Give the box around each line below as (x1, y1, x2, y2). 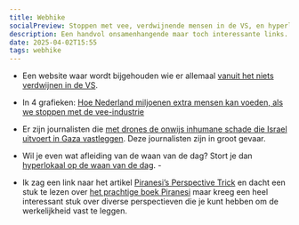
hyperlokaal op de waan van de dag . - (21, 160, 162, 171)
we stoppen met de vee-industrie (21, 107, 145, 117)
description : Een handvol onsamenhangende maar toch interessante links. (9, 29, 289, 38)
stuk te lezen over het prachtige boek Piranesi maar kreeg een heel (21, 187, 269, 197)
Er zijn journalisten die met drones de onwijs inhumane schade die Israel (21, 124, 287, 134)
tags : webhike (9, 46, 62, 55)
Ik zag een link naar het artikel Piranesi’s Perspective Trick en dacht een (21, 177, 287, 188)
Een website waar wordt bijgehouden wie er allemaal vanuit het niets (21, 70, 274, 81)
